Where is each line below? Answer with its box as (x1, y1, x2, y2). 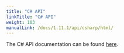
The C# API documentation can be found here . (6, 41, 119, 48)
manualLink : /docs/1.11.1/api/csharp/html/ (6, 24, 114, 31)
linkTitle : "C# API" (6, 14, 57, 20)
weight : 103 (6, 19, 35, 25)
